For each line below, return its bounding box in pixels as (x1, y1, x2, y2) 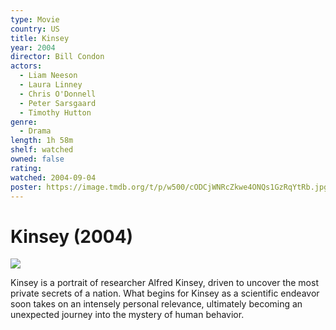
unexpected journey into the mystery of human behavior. (10, 309, 245, 321)
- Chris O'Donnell (19, 89, 97, 99)
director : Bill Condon (10, 52, 105, 62)
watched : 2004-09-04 (10, 172, 97, 183)
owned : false (10, 154, 65, 164)
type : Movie (10, 14, 60, 25)
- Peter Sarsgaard (19, 98, 97, 108)
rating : (10, 163, 43, 173)
